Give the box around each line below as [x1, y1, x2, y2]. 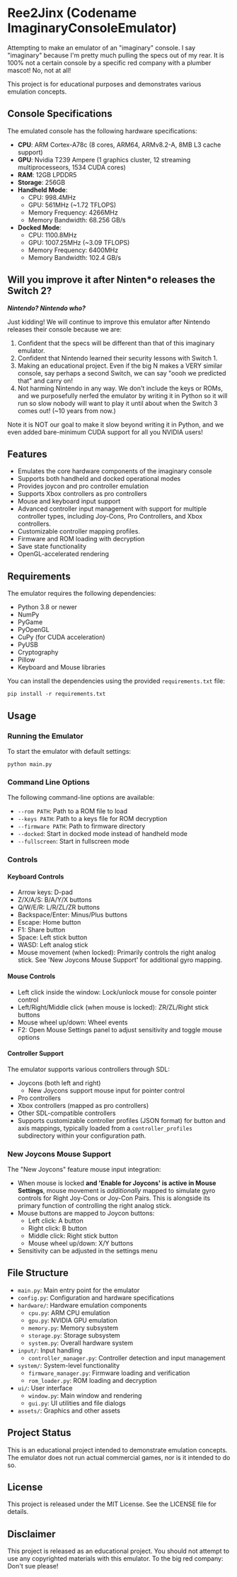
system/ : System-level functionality [17, 1361, 120, 1369]
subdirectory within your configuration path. [17, 1131, 146, 1140]
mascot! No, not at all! [7, 66, 71, 74]
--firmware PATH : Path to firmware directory [17, 822, 146, 830]
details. [7, 1508, 29, 1516]
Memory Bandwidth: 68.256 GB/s [28, 215, 126, 224]
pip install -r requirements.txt [7, 691, 106, 698]
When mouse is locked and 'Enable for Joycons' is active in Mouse [17, 1179, 216, 1187]
